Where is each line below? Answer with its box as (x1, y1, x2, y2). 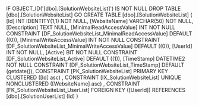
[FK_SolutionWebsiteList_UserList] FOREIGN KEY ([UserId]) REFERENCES (6, 87, 186, 93)
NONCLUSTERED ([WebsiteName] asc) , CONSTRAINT (6, 80, 141, 87)
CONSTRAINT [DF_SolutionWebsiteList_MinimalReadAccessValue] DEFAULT (6, 30, 192, 37)
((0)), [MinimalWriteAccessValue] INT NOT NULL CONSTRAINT (6, 37, 160, 43)
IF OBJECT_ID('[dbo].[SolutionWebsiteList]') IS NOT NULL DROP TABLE (6, 5, 181, 12)
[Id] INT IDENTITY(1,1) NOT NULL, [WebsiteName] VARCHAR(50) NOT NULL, (6, 18, 194, 24)
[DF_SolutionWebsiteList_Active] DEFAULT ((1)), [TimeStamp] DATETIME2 (6, 55, 185, 62)
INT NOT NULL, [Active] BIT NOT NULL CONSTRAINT (6, 49, 138, 55)
